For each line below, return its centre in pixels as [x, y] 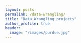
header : [13, 28]
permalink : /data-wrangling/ [35, 14]
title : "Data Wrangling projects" [41, 19]
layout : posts [20, 10]
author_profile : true [28, 23]
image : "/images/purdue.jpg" [40, 33]
